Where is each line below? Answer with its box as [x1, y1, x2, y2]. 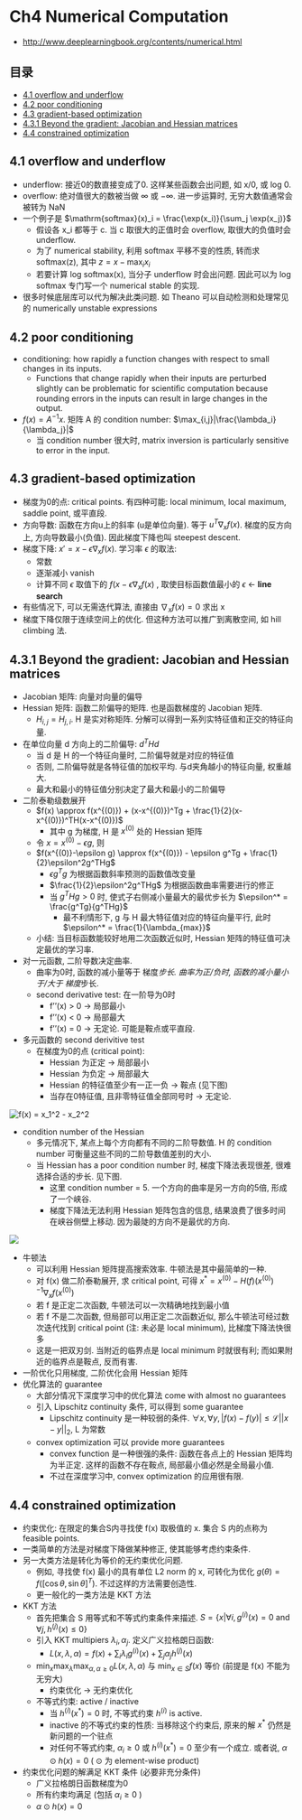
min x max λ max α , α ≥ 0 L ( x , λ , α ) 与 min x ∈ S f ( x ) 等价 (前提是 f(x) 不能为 [35, 1660, 291, 1674]
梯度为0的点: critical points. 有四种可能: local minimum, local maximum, [22, 496, 287, 507]
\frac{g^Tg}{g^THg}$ [49, 901, 129, 912]
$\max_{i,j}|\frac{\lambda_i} [172, 414, 277, 425]
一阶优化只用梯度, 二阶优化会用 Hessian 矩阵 [22, 1367, 188, 1378]
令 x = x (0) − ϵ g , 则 [35, 835, 105, 848]
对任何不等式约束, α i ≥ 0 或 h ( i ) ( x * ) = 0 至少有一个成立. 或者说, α [49, 1741, 288, 1755]
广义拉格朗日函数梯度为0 [35, 1778, 129, 1788]
